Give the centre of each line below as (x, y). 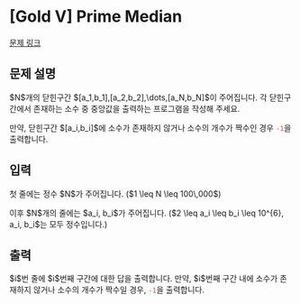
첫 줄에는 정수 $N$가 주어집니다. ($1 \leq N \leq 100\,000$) (115, 193)
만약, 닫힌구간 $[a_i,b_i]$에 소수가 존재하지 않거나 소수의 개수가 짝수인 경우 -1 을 (150, 127)
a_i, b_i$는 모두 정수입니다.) (59, 224)
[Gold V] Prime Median (96, 17)
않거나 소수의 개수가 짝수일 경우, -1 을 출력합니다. (119, 290)
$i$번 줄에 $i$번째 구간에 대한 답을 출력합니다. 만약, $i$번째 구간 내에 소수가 (144, 279)
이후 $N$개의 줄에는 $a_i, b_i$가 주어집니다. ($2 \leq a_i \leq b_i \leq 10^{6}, (146, 213)
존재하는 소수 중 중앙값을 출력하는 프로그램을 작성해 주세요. (136, 108)
